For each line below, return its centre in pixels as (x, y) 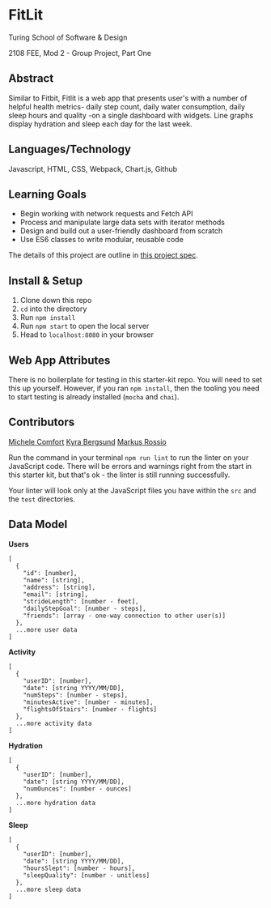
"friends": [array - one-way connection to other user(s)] (125, 616)
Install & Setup (46, 281)
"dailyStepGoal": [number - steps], (85, 608)
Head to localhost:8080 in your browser (87, 335)
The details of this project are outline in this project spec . (103, 255)
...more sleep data (49, 889)
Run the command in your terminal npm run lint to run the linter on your (129, 457)
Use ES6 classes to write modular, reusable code (102, 240)
